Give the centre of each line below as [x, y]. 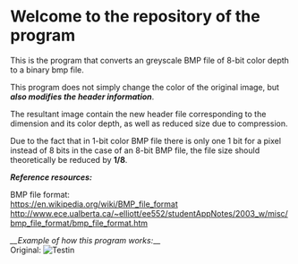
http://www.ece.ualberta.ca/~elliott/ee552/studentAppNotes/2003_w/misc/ [149, 213]
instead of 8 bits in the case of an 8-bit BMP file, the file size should [135, 150]
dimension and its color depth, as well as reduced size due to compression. [149, 123]
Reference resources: [51, 177]
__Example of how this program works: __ [85, 240]
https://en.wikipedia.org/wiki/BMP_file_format [94, 204]
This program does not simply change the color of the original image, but [145, 87]
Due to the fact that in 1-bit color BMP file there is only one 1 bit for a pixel [145, 141]
